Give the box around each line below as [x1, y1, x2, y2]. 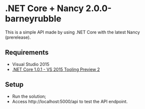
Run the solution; [12, 93, 46, 99]
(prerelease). [5, 34, 31, 40]
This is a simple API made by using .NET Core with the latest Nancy [5, 29, 140, 35]
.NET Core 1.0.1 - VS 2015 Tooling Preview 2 [12, 66, 100, 72]
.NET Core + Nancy [5, 3, 84, 14]
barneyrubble [5, 13, 62, 24]
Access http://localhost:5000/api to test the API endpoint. [12, 98, 128, 104]
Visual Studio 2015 [12, 61, 50, 67]
